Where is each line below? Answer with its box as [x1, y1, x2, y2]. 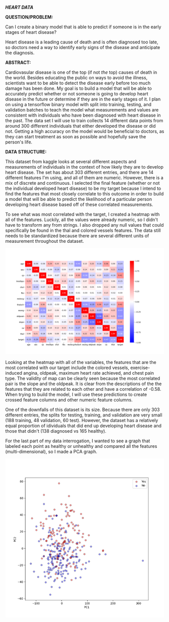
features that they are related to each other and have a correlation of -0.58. [5, 386, 161, 392]
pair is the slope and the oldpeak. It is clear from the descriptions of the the [5, 381, 162, 387]
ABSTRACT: [5, 60, 31, 65]
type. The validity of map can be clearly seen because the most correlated [5, 375, 160, 381]
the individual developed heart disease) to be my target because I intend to [5, 185, 161, 191]
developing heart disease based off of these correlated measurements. [5, 201, 153, 208]
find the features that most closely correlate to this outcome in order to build [5, 191, 164, 196]
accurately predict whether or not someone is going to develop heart [5, 91, 148, 96]
